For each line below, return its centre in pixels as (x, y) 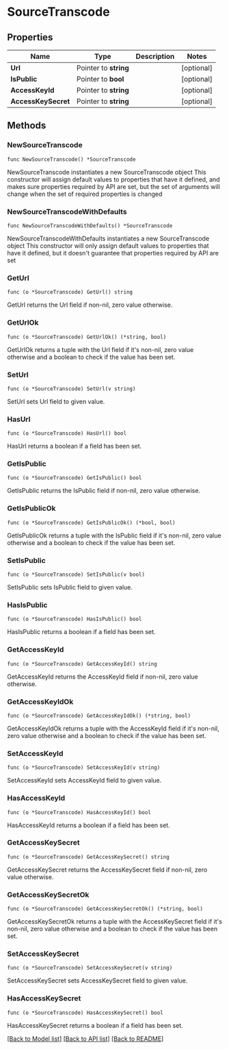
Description (155, 56)
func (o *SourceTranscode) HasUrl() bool (67, 433)
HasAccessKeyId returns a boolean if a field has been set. (89, 825)
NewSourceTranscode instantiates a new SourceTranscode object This (107, 172)
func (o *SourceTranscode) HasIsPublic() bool (75, 619)
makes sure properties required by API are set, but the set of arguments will (113, 186)
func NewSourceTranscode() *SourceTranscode (71, 159)
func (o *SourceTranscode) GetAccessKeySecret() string (88, 857)
